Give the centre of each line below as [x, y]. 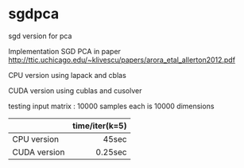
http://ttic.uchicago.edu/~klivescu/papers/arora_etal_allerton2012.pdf [122, 60]
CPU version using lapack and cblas [68, 75]
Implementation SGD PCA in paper [65, 51]
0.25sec [111, 152]
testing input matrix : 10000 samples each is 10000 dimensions [111, 106]
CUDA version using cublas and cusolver [75, 90]
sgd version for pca [40, 36]
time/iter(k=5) [100, 126]
